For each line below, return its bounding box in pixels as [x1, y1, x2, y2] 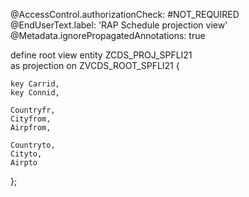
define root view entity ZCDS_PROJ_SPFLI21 [10, 49, 193, 61]
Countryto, [10, 140, 56, 150]
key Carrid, [10, 79, 60, 89]
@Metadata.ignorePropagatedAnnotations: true [10, 30, 206, 41]
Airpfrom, [10, 123, 52, 133]
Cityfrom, [10, 114, 52, 124]
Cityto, [10, 149, 43, 159]
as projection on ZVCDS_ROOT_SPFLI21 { [10, 60, 180, 71]
